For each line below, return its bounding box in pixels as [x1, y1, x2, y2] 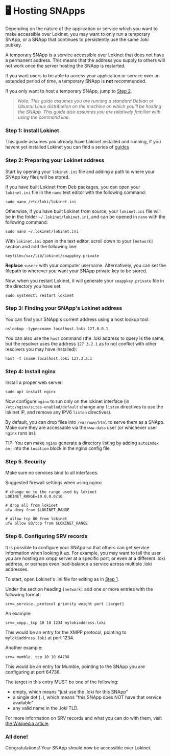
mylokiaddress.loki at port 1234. [5, 634, 75, 641]
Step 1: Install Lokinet [5, 127, 60, 134]
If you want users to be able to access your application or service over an [5, 72, 160, 78]
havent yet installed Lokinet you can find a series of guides [5, 144, 129, 150]
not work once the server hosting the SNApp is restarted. [5, 62, 126, 69]
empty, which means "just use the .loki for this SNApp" [12, 688, 129, 695]
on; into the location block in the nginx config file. [5, 445, 111, 451]
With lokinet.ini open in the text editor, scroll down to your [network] [5, 237, 154, 244]
